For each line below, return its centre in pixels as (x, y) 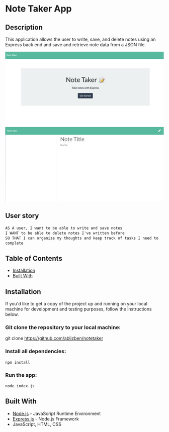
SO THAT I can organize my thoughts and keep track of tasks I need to (82, 238)
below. (12, 314)
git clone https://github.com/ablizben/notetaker (54, 338)
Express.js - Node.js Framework (46, 419)
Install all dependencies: (36, 351)
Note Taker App (38, 9)
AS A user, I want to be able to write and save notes (64, 228)
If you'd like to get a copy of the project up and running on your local (76, 304)
